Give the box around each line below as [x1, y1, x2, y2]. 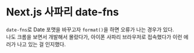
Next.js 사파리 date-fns [6, 5, 119, 19]
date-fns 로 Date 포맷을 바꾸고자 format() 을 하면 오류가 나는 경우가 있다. [6, 26, 175, 33]
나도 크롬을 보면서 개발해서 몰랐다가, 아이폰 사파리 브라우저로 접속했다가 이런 [6, 33, 183, 40]
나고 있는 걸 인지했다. [17, 41, 66, 48]
